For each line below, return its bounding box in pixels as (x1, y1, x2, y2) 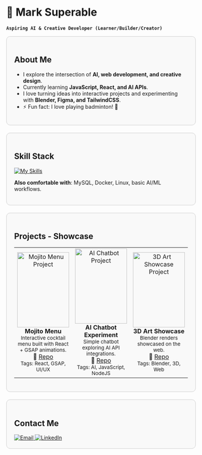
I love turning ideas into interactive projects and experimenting (23, 90, 178, 97)
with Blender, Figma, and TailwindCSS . (23, 96, 121, 103)
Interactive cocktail (20, 335, 66, 341)
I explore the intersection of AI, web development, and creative (23, 70, 182, 78)
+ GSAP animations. (20, 347, 67, 353)
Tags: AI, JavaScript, (77, 364, 125, 371)
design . (23, 77, 43, 84)
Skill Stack (14, 151, 55, 162)
